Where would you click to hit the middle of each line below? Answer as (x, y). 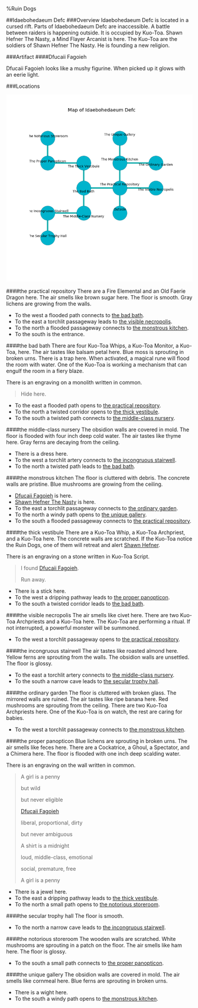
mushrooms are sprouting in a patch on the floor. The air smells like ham (94, 945)
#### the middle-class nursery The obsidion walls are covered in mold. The (98, 429)
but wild (30, 788)
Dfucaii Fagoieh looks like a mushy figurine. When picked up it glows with (96, 68)
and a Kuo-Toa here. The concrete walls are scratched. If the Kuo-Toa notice (99, 539)
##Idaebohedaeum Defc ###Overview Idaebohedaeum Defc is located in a (98, 20)
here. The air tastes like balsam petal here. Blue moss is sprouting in (101, 352)
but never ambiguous (46, 834)
